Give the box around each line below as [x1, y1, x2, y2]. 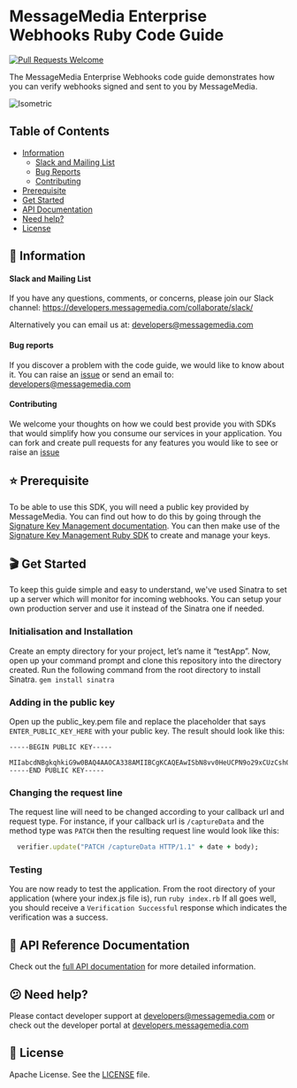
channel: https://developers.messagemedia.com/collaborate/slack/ [9, 302, 254, 313]
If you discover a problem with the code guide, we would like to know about [9, 359, 285, 370]
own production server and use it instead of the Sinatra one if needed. [9, 603, 265, 614]
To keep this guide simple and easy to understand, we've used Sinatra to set [9, 584, 287, 595]
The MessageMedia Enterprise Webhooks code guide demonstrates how [9, 71, 276, 82]
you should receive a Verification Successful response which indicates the [9, 903, 287, 913]
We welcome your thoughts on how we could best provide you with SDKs [9, 419, 277, 429]
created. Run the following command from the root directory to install [9, 664, 261, 675]
